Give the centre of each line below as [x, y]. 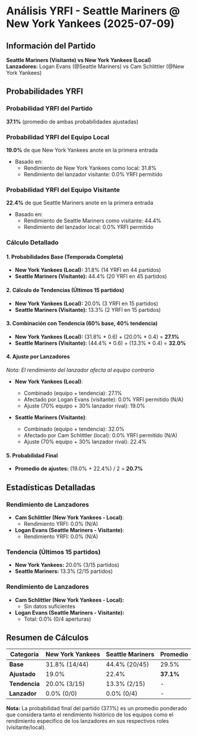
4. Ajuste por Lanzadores [38, 357]
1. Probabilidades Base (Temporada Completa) [65, 257]
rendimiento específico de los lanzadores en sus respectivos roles [87, 721]
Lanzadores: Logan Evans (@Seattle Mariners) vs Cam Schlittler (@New [95, 66]
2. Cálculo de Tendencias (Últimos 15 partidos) [65, 290]
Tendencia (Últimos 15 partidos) [53, 552]
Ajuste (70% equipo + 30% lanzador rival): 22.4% [85, 442]
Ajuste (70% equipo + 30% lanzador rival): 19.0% [84, 406]
